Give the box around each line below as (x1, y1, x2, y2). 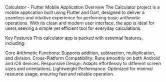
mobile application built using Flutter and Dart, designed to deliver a (5, 9, 145, 15)
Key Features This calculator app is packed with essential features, (5, 35, 143, 41)
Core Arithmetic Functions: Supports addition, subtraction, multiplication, (5, 50, 155, 56)
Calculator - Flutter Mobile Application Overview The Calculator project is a (5, 4, 160, 10)
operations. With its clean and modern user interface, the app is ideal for (5, 20, 155, 26)
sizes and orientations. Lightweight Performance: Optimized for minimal (5, 66, 153, 72)
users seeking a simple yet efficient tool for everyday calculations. (5, 25, 141, 31)
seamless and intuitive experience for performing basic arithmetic (5, 15, 141, 20)
